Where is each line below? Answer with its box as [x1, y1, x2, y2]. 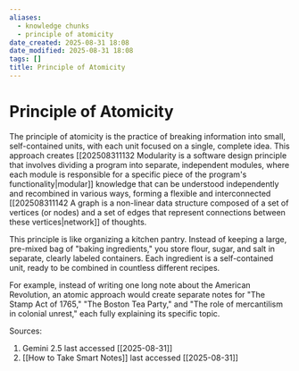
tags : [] [9, 55, 42, 63]
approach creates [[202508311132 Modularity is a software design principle [9, 149, 287, 161]
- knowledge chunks [17, 21, 90, 30]
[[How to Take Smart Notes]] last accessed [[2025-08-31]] [21, 352, 239, 363]
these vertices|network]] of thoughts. [9, 216, 147, 227]
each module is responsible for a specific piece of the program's [9, 169, 247, 180]
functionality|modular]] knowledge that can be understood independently [9, 178, 279, 189]
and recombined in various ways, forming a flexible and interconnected [9, 188, 271, 198]
